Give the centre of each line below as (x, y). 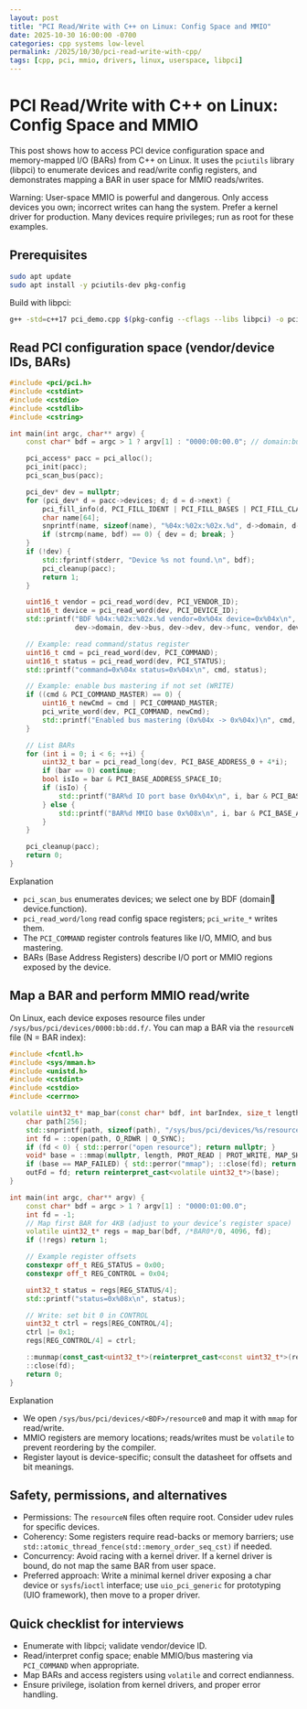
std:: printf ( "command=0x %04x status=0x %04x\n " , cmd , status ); (147, 670)
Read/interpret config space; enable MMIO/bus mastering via (138, 1656)
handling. (40, 1694)
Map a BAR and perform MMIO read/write (129, 996)
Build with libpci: (40, 302)
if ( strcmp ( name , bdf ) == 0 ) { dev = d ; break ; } (139, 535)
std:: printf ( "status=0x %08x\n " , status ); (106, 1299)
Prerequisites (48, 256)
